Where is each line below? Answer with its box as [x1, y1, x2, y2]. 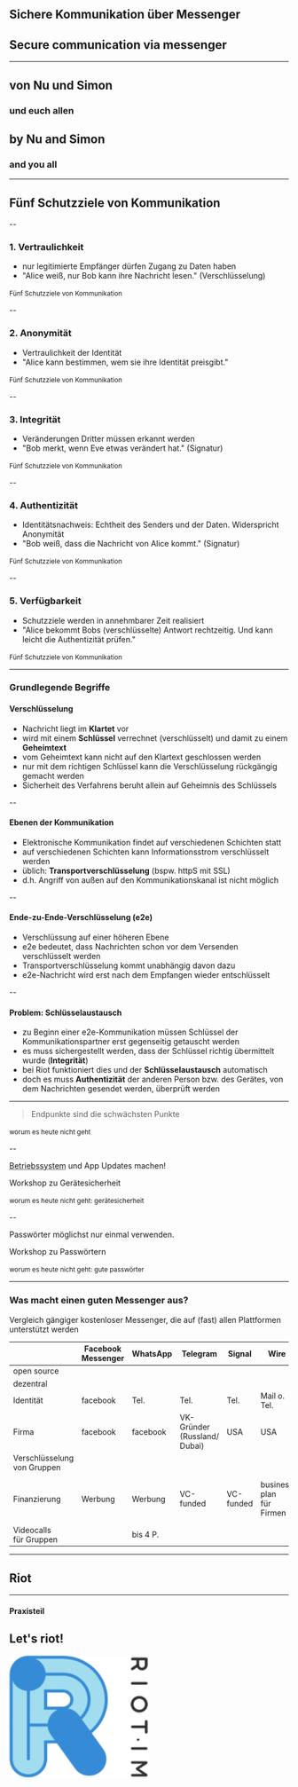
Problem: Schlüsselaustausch [9, 1007, 122, 1018]
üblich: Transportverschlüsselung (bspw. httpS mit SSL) [21, 865, 231, 876]
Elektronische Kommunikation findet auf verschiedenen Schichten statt [21, 837, 282, 847]
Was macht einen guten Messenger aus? [9, 1295, 189, 1307]
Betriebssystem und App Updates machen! [9, 1161, 167, 1171]
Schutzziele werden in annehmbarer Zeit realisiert [21, 615, 205, 626]
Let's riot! [9, 1632, 64, 1647]
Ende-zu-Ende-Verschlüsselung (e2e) [9, 912, 153, 923]
